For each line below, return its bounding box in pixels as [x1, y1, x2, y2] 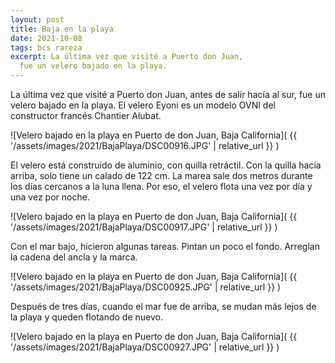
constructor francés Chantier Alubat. [10, 110, 162, 121]
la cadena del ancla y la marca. [10, 251, 138, 263]
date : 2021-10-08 [10, 33, 83, 43]
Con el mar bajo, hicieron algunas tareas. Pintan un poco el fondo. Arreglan [10, 241, 320, 252]
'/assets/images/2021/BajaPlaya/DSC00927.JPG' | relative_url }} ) [10, 341, 280, 353]
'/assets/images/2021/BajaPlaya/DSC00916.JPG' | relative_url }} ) [10, 140, 280, 151]
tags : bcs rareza [10, 42, 83, 53]
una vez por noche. [10, 191, 90, 203]
